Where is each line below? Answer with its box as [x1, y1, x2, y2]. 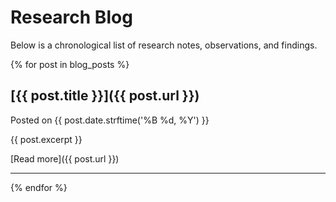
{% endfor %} [10, 181, 68, 193]
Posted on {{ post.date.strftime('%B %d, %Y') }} [10, 114, 210, 126]
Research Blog [10, 6, 133, 29]
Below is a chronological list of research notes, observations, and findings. [10, 39, 318, 51]
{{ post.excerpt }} [10, 133, 83, 145]
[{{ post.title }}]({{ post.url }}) [10, 87, 200, 105]
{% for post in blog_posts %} [10, 58, 130, 70]
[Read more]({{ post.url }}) [10, 152, 120, 165]
